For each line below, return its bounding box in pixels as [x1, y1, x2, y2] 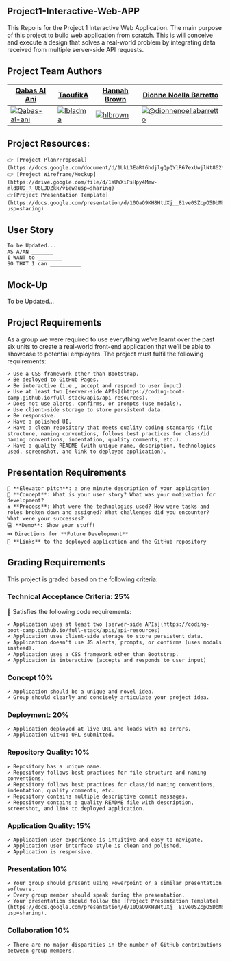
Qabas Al [15, 86, 47, 95]
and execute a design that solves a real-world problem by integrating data [7, 38, 216, 47]
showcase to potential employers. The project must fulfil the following [7, 350, 204, 358]
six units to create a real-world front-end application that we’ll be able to [7, 342, 211, 350]
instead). [7, 644, 36, 652]
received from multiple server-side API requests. [7, 45, 144, 53]
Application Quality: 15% [7, 820, 92, 830]
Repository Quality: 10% [7, 747, 90, 757]
